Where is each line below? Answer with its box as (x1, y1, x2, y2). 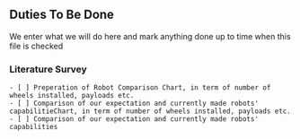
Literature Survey (9, 63, 87, 75)
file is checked (9, 40, 64, 51)
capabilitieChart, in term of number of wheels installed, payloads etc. (9, 107, 292, 116)
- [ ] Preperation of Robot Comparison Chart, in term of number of (9, 83, 271, 92)
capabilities (9, 123, 58, 132)
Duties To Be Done (9, 7, 115, 22)
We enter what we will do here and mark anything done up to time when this (9, 30, 291, 41)
